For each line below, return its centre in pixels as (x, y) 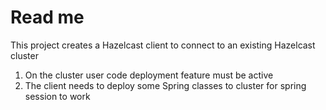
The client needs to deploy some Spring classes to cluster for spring (165, 85)
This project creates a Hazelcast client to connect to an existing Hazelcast (163, 45)
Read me (47, 17)
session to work (57, 96)
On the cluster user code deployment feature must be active (149, 75)
